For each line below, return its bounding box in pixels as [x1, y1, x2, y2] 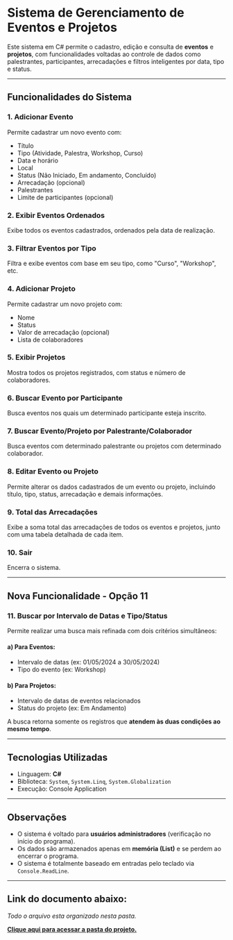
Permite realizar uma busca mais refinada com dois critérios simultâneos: [7, 626, 217, 635]
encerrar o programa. [17, 852, 79, 860]
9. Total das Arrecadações [7, 507, 98, 517]
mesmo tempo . [7, 725, 52, 733]
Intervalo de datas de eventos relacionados [17, 696, 141, 705]
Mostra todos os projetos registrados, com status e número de [7, 368, 186, 376]
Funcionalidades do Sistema [7, 92, 132, 103]
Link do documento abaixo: [7, 893, 127, 905]
